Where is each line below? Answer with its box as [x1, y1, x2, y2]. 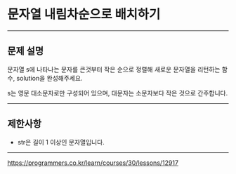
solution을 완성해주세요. [16, 74, 83, 82]
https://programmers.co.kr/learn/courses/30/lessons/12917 [7, 159, 179, 167]
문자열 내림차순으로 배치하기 [7, 6, 161, 22]
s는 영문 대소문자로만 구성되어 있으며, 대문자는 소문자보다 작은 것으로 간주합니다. [7, 88, 228, 97]
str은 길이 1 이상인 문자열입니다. [17, 138, 105, 146]
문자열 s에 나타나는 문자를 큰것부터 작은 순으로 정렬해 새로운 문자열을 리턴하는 [7, 65, 221, 74]
